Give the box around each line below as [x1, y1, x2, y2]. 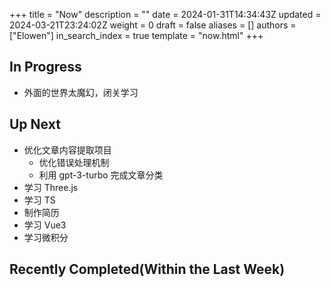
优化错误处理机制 [38, 156, 110, 168]
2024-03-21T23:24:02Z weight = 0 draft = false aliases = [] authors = [9, 19, 297, 31]
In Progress [9, 59, 82, 76]
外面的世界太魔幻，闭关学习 [23, 86, 139, 98]
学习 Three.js [23, 181, 79, 193]
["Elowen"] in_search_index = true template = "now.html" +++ [9, 30, 264, 41]
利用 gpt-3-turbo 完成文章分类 [38, 169, 164, 181]
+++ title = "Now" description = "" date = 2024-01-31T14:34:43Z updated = [9, 9, 322, 20]
